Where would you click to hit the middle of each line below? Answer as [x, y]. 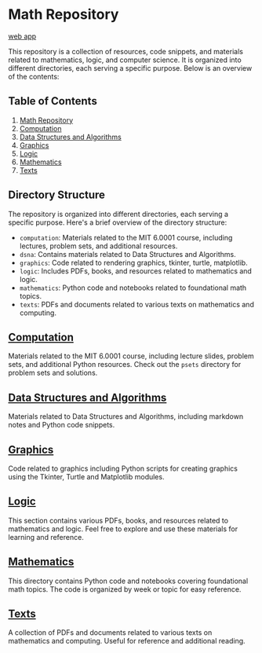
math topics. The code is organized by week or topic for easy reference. [125, 589]
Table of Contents [53, 101]
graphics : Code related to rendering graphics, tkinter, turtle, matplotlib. [134, 262]
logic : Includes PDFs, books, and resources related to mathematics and [136, 271]
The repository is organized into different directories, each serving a [118, 214]
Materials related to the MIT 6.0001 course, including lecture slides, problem [131, 356]
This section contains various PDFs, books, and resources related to [118, 520]
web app [22, 36]
